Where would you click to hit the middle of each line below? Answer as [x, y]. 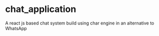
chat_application [41, 9]
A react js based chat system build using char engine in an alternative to [80, 23]
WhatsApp [16, 28]
